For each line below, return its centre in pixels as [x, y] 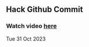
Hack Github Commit [44, 10]
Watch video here [31, 26]
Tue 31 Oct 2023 [26, 39]
